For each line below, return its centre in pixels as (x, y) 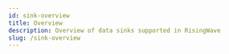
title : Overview (35, 23)
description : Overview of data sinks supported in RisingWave (115, 30)
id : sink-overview (39, 15)
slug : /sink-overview (45, 38)
